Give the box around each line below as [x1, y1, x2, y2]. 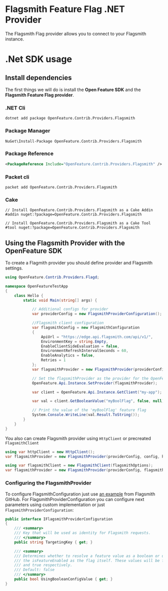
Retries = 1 [40, 357, 66, 363]
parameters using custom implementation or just [5, 501, 105, 507]
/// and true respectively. [14, 562, 72, 568]
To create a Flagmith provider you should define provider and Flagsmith [5, 260, 153, 266]
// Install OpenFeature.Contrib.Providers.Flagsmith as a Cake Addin [5, 207, 153, 213]
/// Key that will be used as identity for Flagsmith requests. [14, 530, 151, 535]
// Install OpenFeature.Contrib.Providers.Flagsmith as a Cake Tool [5, 221, 151, 226]
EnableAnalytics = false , [40, 353, 95, 358]
